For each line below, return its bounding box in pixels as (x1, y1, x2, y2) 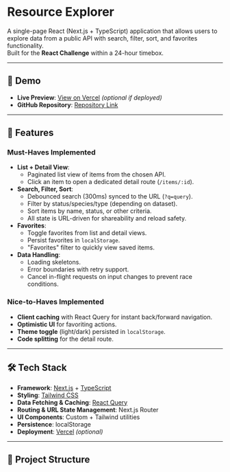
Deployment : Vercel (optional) (16, 427, 103, 436)
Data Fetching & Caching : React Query (16, 398, 128, 406)
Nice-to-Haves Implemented (7, 297, 104, 306)
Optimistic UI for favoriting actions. (16, 320, 117, 328)
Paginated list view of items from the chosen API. (27, 170, 166, 179)
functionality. (7, 41, 44, 49)
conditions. (27, 280, 60, 289)
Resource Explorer (7, 4, 114, 20)
